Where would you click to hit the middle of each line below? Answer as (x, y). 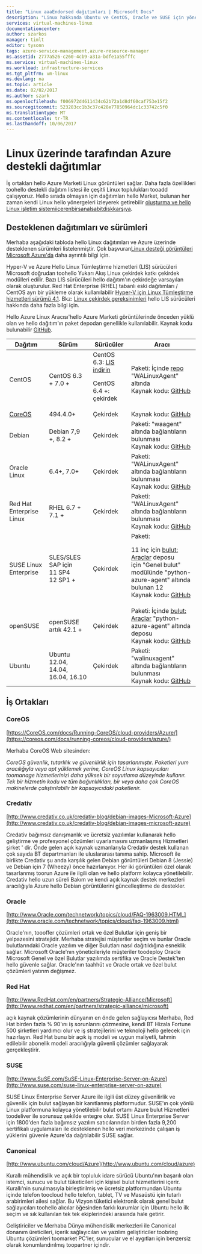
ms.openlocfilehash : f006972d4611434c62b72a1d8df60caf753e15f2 (87, 101)
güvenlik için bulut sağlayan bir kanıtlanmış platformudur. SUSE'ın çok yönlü (100, 1103)
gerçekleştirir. (23, 1050)
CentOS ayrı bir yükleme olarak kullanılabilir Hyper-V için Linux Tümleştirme (100, 292)
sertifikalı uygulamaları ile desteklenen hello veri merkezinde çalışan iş (93, 1129)
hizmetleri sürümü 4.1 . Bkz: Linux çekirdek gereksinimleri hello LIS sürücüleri (101, 298)
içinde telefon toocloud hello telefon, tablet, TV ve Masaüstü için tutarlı (94, 1195)
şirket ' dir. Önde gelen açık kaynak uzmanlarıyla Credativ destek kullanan (98, 847)
